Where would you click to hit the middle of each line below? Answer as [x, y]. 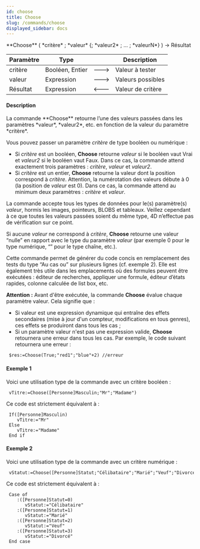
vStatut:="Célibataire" [54, 505]
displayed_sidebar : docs [37, 28]
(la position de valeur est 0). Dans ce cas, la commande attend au [96, 186]
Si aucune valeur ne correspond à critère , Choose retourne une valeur [93, 234]
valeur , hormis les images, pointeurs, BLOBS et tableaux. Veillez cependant [98, 210]
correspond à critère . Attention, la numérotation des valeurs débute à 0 [102, 180]
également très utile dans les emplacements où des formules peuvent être [97, 271]
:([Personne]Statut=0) [45, 500]
